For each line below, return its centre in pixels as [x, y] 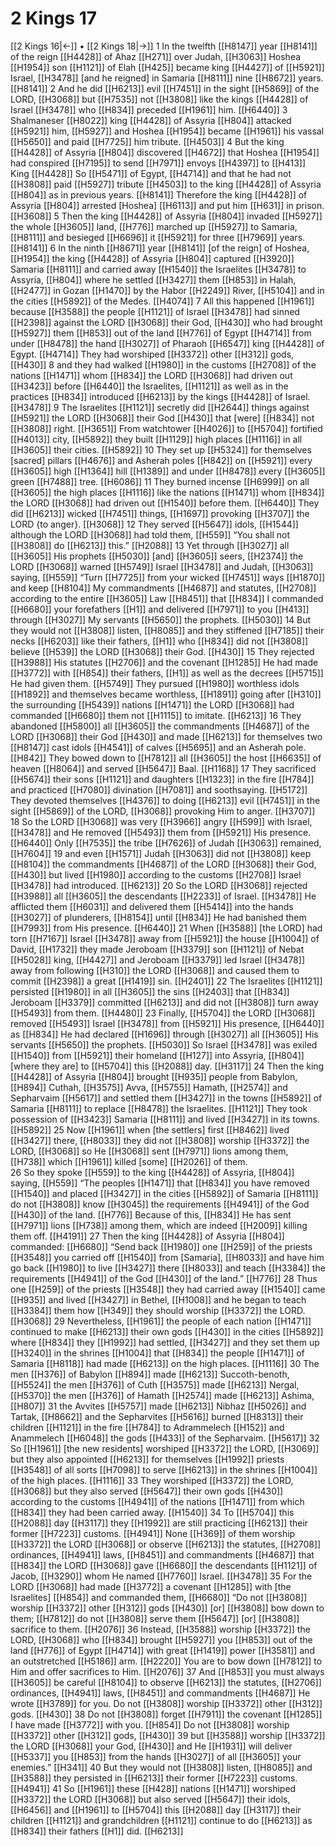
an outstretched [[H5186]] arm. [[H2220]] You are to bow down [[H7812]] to [166, 1661]
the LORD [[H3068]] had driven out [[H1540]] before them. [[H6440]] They [165, 503]
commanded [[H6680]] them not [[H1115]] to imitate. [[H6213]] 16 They [156, 715]
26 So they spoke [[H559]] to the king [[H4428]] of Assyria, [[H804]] [152, 1172]
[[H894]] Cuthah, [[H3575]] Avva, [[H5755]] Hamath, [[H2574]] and [149, 1087]
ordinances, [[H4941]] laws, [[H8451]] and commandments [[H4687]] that [162, 1554]
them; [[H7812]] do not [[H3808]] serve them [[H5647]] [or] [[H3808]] [155, 1618]
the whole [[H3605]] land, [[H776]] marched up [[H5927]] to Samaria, [154, 226]
